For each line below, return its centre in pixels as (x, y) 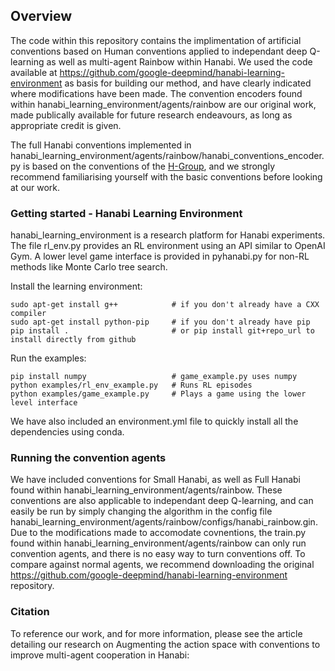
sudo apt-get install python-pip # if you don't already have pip (160, 322)
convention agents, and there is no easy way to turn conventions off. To (158, 554)
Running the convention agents (88, 458)
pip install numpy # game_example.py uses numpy (154, 377)
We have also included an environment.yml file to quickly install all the (154, 421)
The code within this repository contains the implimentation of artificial (156, 40)
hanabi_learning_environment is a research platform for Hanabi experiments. (168, 235)
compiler (28, 314)
